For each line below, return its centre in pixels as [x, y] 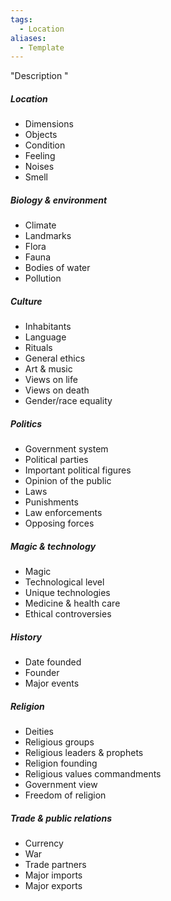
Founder [42, 673]
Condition [45, 145]
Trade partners [55, 864]
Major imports [53, 875]
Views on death [57, 390]
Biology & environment [59, 200]
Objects [41, 135]
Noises [39, 167]
